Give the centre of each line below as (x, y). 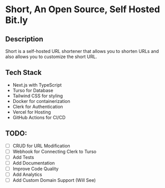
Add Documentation (34, 163)
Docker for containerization (41, 101)
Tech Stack (23, 73)
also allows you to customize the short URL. (51, 57)
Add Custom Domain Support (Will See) (54, 180)
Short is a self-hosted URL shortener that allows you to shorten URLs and (82, 51)
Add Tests (23, 157)
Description (24, 39)
